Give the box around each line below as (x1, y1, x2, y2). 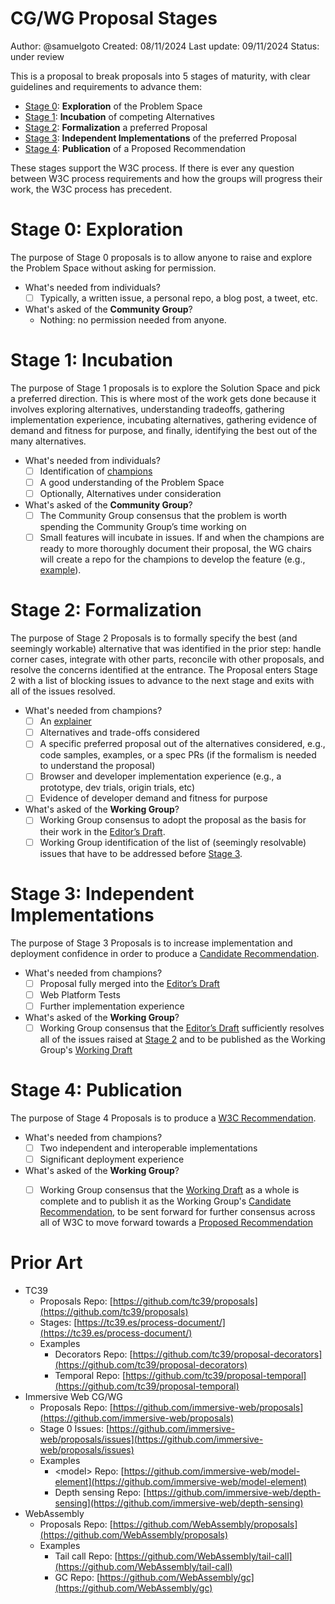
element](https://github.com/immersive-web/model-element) (54, 1475, 308, 1487)
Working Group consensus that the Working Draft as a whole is (39, 1183, 300, 1196)
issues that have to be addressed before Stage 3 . (39, 847, 243, 859)
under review (10, 50, 65, 62)
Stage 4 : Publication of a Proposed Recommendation (24, 142, 246, 154)
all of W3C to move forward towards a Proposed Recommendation (39, 1216, 314, 1228)
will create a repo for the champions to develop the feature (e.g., (39, 553, 306, 566)
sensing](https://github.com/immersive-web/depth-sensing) (54, 1497, 304, 1509)
